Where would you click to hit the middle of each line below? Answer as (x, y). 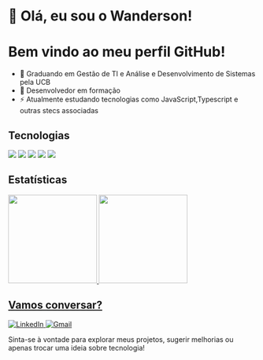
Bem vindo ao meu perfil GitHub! (117, 52)
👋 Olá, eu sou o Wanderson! (100, 16)
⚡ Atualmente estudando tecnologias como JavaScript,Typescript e (129, 99)
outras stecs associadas (59, 111)
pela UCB (35, 83)
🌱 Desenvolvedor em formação (70, 90)
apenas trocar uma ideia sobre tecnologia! (77, 347)
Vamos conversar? (55, 305)
